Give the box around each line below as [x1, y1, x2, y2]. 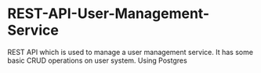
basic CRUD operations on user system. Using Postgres [7, 56, 187, 65]
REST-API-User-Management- [7, 5, 210, 23]
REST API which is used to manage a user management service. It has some [7, 47, 254, 57]
